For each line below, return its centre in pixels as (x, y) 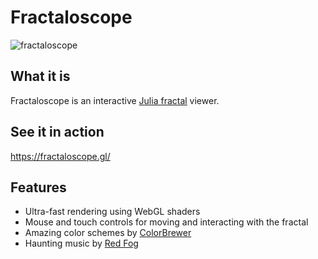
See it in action (57, 132)
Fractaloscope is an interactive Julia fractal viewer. (115, 100)
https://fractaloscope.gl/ (60, 156)
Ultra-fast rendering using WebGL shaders (112, 212)
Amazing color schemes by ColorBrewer (108, 233)
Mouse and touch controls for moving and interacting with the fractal (166, 222)
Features (38, 187)
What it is (40, 76)
